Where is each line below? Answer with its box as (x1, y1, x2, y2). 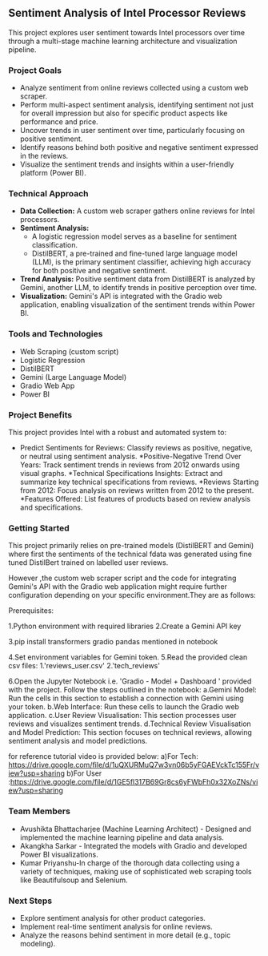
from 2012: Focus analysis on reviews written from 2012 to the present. (19, 486, 254, 495)
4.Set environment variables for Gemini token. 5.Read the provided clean (8, 652, 248, 662)
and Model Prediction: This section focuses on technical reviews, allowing (8, 728, 252, 737)
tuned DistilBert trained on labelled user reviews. (8, 558, 169, 567)
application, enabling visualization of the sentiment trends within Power (19, 300, 255, 309)
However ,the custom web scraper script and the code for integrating (8, 573, 237, 583)
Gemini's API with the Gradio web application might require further (8, 582, 228, 591)
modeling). (19, 938, 56, 948)
